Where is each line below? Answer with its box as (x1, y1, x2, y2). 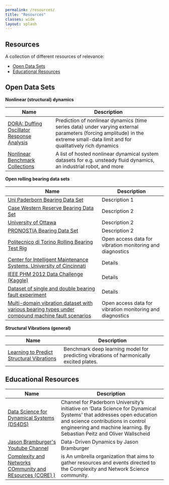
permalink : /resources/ (5, 7, 55, 13)
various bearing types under (8, 306, 75, 313)
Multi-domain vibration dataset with (8, 299, 93, 306)
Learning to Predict (8, 349, 53, 356)
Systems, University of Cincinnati (8, 262, 87, 269)
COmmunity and (8, 465, 46, 472)
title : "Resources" (5, 12, 46, 17)
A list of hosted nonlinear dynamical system (55, 150, 159, 157)
